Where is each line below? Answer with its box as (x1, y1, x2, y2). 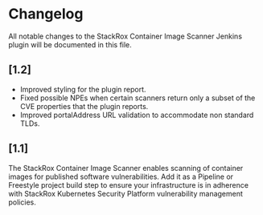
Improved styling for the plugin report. (19, 84, 146, 94)
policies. (8, 197, 36, 207)
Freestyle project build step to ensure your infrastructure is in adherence (8, 180, 249, 189)
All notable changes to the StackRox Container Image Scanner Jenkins (8, 31, 243, 41)
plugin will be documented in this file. (8, 39, 133, 49)
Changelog (8, 5, 84, 23)
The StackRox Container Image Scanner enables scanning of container (8, 163, 244, 172)
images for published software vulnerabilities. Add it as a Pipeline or (8, 172, 234, 181)
